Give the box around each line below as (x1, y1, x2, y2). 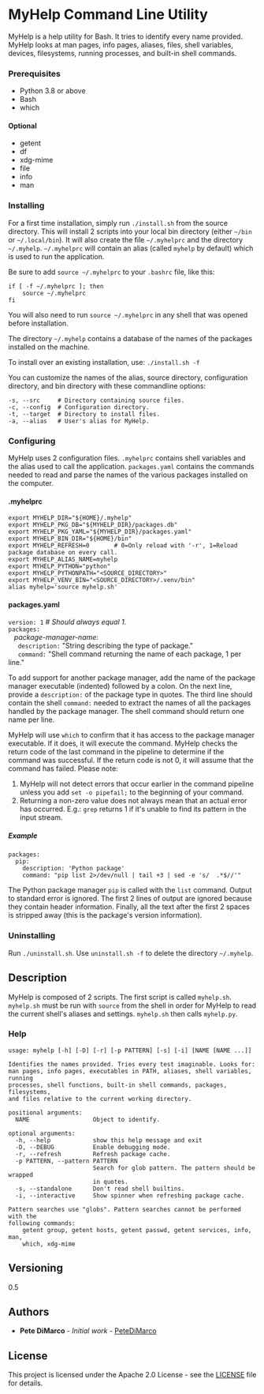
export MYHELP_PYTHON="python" (8, 562, 111, 570)
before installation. (8, 318, 69, 328)
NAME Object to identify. (15, 1115, 160, 1123)
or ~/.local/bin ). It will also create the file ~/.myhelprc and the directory (8, 235, 244, 244)
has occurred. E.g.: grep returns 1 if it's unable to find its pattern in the (19, 804, 247, 814)
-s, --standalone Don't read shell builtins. (15, 1185, 185, 1193)
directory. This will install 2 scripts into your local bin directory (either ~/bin (8, 227, 252, 236)
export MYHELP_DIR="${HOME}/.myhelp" (8, 514, 132, 522)
